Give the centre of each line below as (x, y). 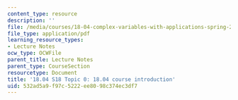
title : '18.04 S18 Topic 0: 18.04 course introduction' (91, 79)
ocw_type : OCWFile (34, 54)
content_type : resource (42, 14)
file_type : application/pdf (49, 33)
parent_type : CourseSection (49, 66)
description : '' (31, 20)
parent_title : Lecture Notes (50, 60)
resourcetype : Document (42, 73)
